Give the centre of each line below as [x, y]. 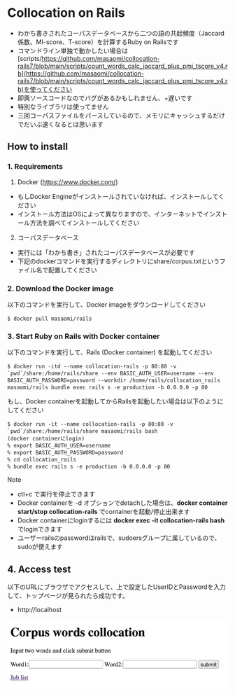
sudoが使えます [40, 547]
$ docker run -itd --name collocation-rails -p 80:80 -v [92, 367]
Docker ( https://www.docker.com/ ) [67, 182]
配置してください [72, 270]
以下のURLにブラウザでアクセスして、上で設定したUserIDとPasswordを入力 [116, 587]
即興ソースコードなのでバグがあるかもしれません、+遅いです [105, 98]
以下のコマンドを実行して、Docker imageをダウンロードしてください [107, 304]
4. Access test [39, 569]
